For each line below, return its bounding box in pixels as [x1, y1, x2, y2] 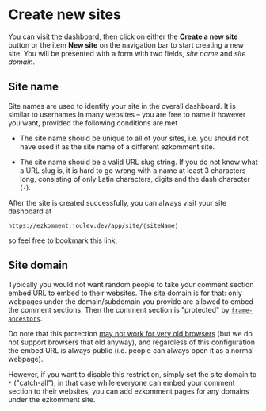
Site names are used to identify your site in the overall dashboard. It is [8, 101, 236, 110]
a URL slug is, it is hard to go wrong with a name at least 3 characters [19, 165, 246, 175]
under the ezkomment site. [8, 394, 96, 404]
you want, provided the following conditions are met [8, 117, 178, 128]
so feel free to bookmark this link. [8, 236, 118, 245]
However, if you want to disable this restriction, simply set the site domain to [8, 369, 257, 378]
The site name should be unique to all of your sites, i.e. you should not [19, 133, 249, 143]
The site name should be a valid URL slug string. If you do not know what [19, 157, 258, 167]
